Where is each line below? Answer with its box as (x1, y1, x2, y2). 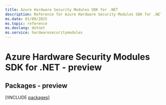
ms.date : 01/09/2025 (5, 16, 48, 21)
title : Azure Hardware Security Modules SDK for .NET (5, 7, 119, 12)
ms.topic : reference (5, 21, 48, 26)
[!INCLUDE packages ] (5, 95, 50, 100)
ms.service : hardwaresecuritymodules (5, 30, 83, 35)
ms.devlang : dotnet (5, 26, 45, 31)
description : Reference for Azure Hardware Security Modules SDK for (5, 12, 152, 17)
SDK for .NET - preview (5, 62, 102, 73)
